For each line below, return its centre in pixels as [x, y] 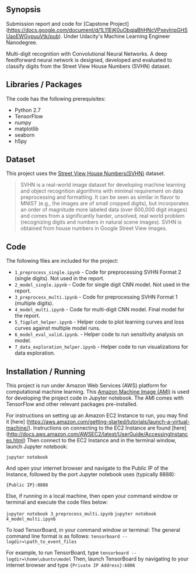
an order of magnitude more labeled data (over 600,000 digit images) [104, 209]
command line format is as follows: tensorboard [63, 536]
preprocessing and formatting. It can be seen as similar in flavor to [100, 197]
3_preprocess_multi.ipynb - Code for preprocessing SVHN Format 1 [96, 297]
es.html [15, 441]
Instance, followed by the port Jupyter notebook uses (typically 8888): [91, 475]
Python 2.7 [27, 110]
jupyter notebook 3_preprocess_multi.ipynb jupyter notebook [81, 514]
